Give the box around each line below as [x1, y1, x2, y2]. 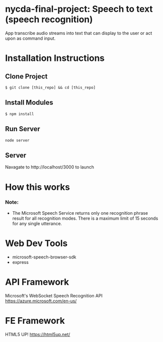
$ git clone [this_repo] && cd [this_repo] [5, 85, 96, 90]
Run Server [5, 125, 40, 133]
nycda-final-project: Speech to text [5, 3, 153, 15]
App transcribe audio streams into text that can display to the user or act [5, 30, 152, 36]
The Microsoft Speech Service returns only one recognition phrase [12, 210, 148, 216]
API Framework [5, 276, 69, 287]
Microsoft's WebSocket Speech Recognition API [5, 292, 102, 298]
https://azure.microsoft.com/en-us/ [5, 298, 77, 304]
